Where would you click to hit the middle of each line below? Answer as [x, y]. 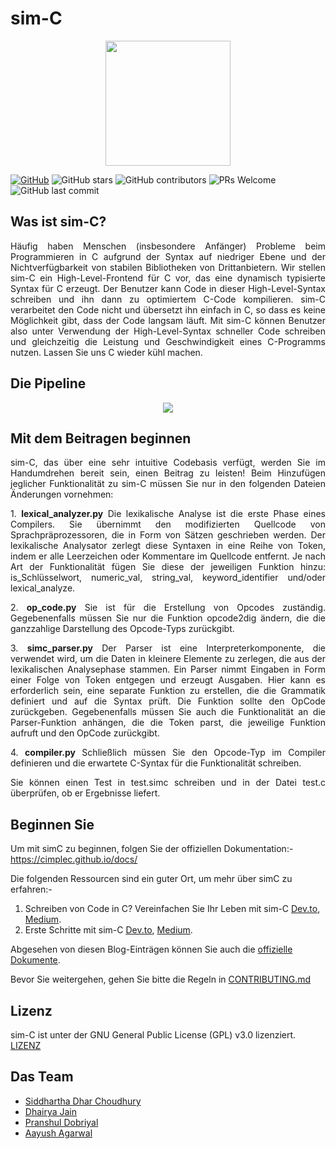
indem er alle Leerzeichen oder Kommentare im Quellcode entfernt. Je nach [168, 556]
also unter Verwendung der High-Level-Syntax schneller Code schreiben [168, 331]
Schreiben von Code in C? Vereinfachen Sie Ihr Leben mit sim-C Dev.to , [172, 909]
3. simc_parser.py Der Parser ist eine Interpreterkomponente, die [168, 648]
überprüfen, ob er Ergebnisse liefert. [85, 793]
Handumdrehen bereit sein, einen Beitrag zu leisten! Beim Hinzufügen [168, 473]
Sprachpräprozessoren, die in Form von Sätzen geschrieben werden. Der [168, 535]
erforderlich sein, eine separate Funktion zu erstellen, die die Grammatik [168, 691]
